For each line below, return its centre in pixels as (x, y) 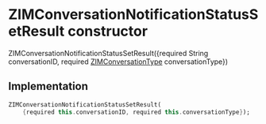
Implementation (48, 86)
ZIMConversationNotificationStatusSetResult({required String (108, 53)
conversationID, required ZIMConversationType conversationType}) (118, 62)
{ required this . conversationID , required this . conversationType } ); (136, 112)
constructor (108, 31)
